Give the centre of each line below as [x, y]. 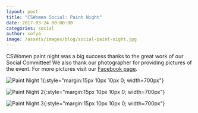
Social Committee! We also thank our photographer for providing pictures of [99, 62]
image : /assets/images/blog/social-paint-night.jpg [71, 39]
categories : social [30, 28]
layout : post [22, 12]
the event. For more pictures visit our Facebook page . [72, 69]
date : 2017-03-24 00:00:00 [40, 23]
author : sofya [24, 34]
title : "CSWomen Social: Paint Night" [54, 17]
